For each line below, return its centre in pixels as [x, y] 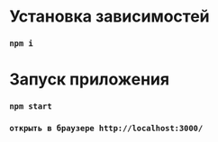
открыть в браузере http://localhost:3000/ [106, 129]
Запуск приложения [89, 80]
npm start [31, 106]
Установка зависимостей [109, 17]
